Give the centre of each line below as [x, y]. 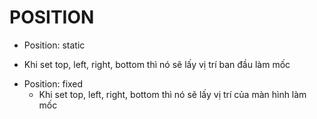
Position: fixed [53, 83]
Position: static [54, 45]
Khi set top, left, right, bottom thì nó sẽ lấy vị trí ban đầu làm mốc [157, 64]
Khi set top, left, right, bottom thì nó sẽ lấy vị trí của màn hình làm [172, 94]
